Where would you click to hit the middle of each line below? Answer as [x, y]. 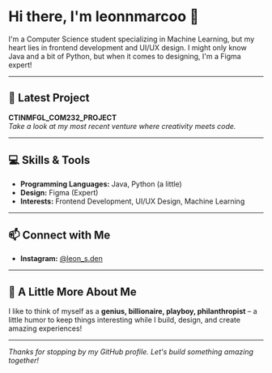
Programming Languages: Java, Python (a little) [101, 184]
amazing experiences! [45, 328]
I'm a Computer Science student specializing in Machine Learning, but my [132, 39]
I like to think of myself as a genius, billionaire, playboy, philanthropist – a [133, 311]
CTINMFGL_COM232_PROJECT [63, 118]
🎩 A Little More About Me [72, 292]
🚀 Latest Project [49, 98]
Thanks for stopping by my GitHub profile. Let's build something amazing [131, 352]
